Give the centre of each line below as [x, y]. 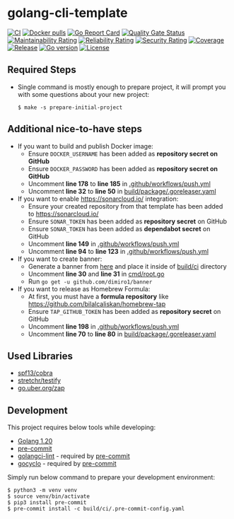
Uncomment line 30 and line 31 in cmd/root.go [96, 274]
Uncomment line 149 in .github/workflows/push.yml [104, 244]
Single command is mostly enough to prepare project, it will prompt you [122, 87]
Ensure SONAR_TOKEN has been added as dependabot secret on [119, 228]
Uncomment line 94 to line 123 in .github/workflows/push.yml [118, 251]
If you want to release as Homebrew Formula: [84, 288]
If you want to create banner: [60, 259]
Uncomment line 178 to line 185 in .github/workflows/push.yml [119, 183]
